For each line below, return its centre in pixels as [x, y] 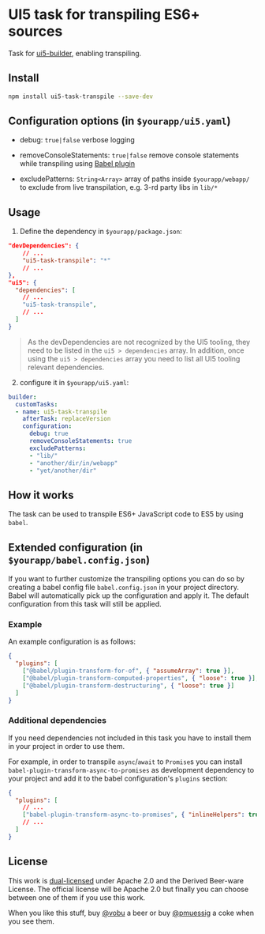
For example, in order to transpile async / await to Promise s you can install [125, 762]
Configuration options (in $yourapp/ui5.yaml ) [119, 121]
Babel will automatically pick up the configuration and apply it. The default [129, 596]
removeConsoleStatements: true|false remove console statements [129, 155]
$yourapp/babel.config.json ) [79, 560]
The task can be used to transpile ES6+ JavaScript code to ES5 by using [126, 514]
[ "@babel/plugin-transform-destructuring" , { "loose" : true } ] [129, 686]
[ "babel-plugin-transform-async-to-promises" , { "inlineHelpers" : [134, 815]
